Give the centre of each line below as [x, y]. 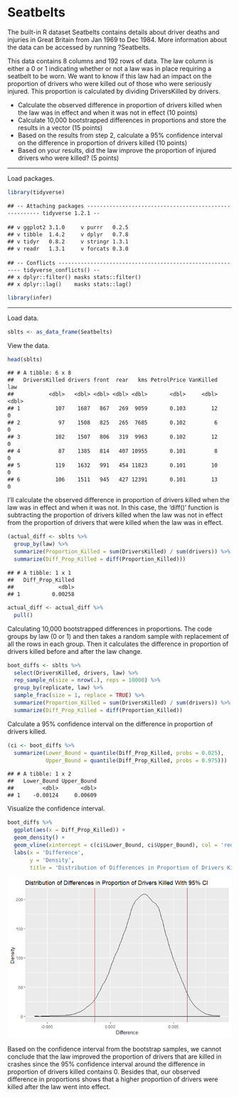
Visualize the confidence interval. [56, 809]
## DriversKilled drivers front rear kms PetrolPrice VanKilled [113, 380]
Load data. [23, 318]
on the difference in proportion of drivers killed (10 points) [102, 142]
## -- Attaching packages [46, 206]
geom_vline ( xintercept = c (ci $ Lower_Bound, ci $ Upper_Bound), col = [116, 845]
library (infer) [30, 297]
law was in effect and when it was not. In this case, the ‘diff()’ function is [113, 508]
